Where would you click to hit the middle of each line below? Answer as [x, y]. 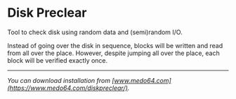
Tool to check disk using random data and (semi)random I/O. [95, 32]
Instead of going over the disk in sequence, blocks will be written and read [115, 45]
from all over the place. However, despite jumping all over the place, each [113, 53]
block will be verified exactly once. [58, 60]
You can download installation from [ [61, 80]
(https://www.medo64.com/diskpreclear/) [68, 88]
